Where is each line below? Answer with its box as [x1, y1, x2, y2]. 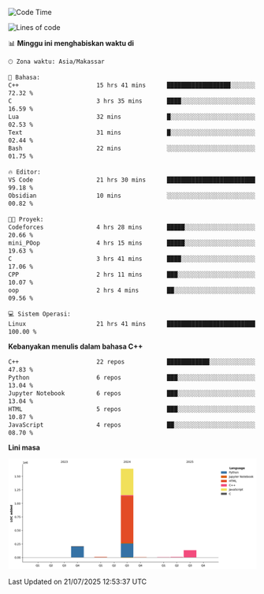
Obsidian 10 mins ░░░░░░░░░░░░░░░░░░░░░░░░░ [8, 192, 256, 200]
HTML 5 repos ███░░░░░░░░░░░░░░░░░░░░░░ [8, 405, 256, 413]
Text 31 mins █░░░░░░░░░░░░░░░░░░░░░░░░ [8, 129, 256, 136]
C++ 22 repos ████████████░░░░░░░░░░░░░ [8, 358, 256, 366]
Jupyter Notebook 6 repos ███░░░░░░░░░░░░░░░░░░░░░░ [8, 390, 256, 398]
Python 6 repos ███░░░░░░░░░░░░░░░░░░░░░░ [8, 374, 256, 382]
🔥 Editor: [8, 168, 41, 176]
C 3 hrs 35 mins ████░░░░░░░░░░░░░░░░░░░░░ [8, 97, 256, 105]
